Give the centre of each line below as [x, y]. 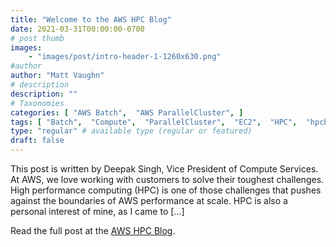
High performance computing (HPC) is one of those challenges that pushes [166, 190]
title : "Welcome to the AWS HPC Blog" [91, 19]
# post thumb [37, 38]
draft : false [37, 141]
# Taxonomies [37, 103]
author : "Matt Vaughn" [57, 76]
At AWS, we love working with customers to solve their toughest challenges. [167, 179]
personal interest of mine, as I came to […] [97, 211]
